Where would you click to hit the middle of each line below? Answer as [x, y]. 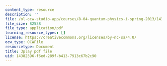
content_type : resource [30, 10]
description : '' [22, 14]
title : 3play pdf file [29, 51]
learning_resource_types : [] [35, 33]
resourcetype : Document [30, 47]
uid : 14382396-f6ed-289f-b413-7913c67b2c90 [51, 56]
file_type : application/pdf [34, 28]
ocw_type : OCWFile [24, 42]
